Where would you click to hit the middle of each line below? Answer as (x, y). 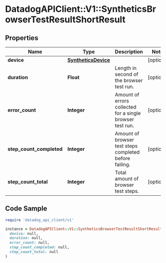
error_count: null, (30, 243)
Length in (126, 68)
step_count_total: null (34, 252)
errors (122, 101)
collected (126, 107)
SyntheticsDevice (89, 60)
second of (126, 74)
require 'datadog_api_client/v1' (40, 220)
